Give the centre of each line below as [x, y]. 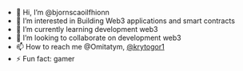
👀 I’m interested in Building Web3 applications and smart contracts [125, 21]
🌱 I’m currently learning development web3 [87, 29]
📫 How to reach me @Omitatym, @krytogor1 [90, 47]
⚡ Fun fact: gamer [45, 59]
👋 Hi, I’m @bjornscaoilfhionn [62, 12]
